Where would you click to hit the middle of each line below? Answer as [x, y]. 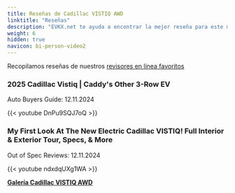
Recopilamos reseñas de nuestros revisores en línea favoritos [96, 66]
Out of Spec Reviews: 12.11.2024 [54, 155]
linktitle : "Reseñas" [39, 20]
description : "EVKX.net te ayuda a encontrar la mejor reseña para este [115, 27]
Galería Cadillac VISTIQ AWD [50, 182]
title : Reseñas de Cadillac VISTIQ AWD [65, 14]
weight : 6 [22, 33]
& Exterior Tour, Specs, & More [60, 140]
